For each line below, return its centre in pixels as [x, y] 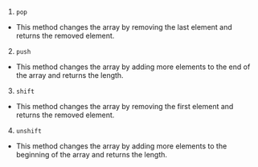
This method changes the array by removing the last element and [124, 27]
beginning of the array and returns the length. [91, 155]
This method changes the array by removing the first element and [125, 106]
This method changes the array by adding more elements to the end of [133, 67]
